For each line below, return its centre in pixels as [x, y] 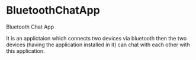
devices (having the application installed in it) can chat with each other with [98, 45]
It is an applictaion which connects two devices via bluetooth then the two [97, 38]
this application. [26, 50]
